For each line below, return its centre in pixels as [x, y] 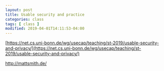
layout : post [19, 10]
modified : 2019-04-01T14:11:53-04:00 [45, 29]
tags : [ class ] [22, 24]
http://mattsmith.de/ [26, 63]
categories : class [24, 19]
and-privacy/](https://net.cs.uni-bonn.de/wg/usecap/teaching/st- [73, 48]
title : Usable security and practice [45, 15]
